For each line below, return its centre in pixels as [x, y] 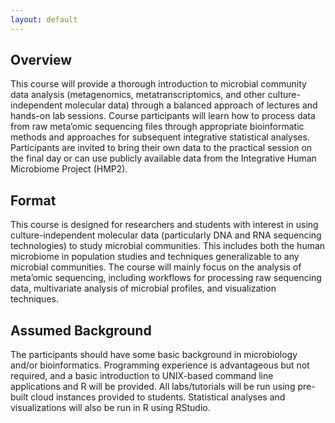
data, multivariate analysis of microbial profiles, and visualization [143, 288]
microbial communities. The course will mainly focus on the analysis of [156, 267]
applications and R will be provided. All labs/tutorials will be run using [153, 387]
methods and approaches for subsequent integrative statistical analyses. [160, 137]
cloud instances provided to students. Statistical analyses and [158, 397]
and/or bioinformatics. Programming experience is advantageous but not [160, 365]
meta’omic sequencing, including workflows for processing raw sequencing [166, 278]
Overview [41, 60]
